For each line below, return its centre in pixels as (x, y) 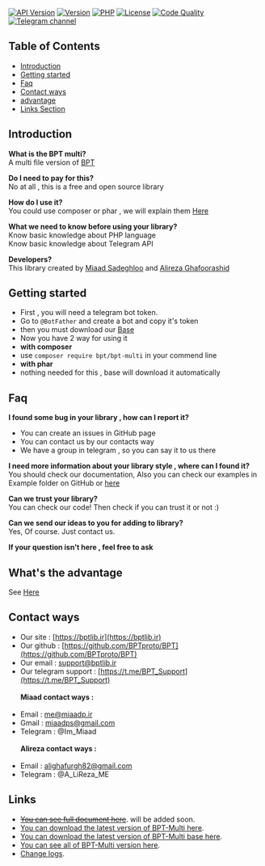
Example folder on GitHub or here (64, 483)
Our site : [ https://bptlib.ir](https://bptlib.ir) (90, 637)
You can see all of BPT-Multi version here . (90, 845)
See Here (24, 592)
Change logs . (42, 853)
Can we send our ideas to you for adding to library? (96, 523)
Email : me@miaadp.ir (56, 714)
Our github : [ (42, 645)
